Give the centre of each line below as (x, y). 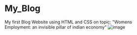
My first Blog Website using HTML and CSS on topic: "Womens (68, 22)
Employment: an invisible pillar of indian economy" (56, 27)
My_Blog (23, 9)
